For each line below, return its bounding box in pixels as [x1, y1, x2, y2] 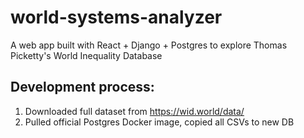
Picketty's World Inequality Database [10, 49, 163, 61]
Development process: [10, 79, 155, 96]
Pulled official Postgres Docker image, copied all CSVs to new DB [24, 116, 295, 128]
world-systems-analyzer [10, 6, 223, 29]
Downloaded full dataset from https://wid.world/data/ [24, 105, 245, 117]
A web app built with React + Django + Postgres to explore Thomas [10, 39, 288, 51]
